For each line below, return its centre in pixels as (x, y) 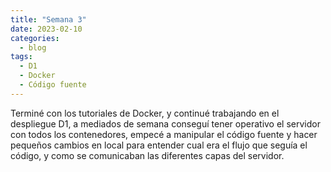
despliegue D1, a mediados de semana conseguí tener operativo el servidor (165, 123)
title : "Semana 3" (48, 19)
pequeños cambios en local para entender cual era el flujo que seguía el (159, 145)
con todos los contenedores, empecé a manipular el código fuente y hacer (164, 134)
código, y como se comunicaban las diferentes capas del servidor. (147, 155)
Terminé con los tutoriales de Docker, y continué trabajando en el (145, 113)
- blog (33, 47)
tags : (21, 57)
